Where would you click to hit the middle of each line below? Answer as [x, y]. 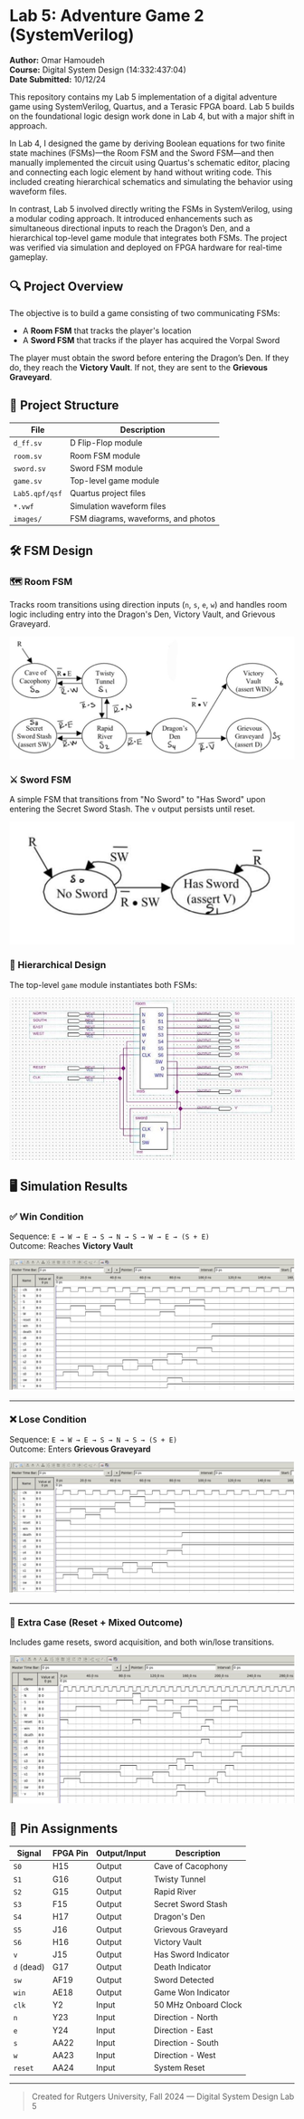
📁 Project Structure [64, 405]
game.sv [28, 482]
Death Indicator [182, 1967]
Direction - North [186, 2018]
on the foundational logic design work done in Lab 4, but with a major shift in [152, 116]
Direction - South [186, 2042]
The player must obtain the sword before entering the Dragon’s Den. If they [149, 358]
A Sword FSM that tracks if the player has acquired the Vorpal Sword [151, 340]
